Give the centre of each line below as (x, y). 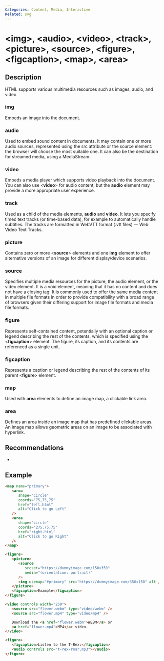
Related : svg (18, 14)
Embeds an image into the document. (43, 118)
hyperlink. (15, 432)
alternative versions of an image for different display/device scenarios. (76, 258)
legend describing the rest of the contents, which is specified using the (77, 336)
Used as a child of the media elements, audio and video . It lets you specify (81, 214)
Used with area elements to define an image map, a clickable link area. (76, 399)
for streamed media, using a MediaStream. (48, 157)
